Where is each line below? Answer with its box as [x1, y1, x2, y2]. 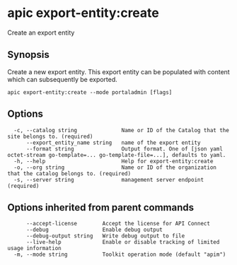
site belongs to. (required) [7, 133, 93, 140]
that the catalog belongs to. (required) [7, 170, 132, 177]
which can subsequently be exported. [7, 75, 118, 83]
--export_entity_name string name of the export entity [25, 139, 201, 146]
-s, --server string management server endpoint [13, 176, 204, 183]
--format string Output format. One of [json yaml [25, 145, 223, 153]
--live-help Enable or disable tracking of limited [25, 239, 220, 246]
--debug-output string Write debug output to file [25, 232, 185, 240]
